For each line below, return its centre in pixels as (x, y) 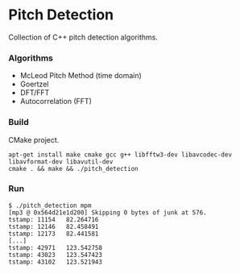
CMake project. (34, 139)
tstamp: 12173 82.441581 (54, 234)
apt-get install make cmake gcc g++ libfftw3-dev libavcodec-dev (120, 155)
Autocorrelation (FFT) (56, 102)
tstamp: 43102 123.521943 (56, 262)
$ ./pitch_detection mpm (50, 205)
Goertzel (34, 84)
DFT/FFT (35, 93)
